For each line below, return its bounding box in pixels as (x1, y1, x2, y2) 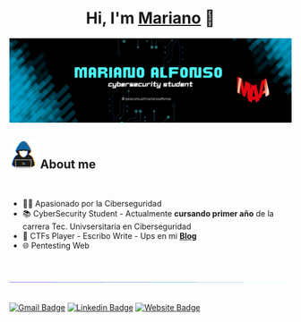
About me (39, 157, 97, 173)
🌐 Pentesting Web (21, 240, 90, 250)
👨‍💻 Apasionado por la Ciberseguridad (21, 198, 162, 208)
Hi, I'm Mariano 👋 (85, 8, 216, 29)
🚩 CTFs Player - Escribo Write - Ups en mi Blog (21, 230, 197, 241)
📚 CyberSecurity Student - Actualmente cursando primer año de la (21, 208, 275, 218)
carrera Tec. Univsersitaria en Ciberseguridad (21, 221, 192, 232)
